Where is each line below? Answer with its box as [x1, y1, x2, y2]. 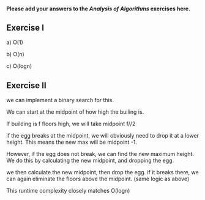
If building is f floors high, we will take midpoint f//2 [6, 120, 136, 128]
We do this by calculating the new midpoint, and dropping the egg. [6, 157, 174, 165]
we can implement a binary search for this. [6, 97, 114, 104]
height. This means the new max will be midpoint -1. [6, 138, 138, 146]
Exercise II [6, 80, 47, 91]
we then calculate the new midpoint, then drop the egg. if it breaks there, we [6, 169, 199, 176]
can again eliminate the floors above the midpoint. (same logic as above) [6, 175, 190, 183]
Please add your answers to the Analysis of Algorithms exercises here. [6, 5, 191, 12]
